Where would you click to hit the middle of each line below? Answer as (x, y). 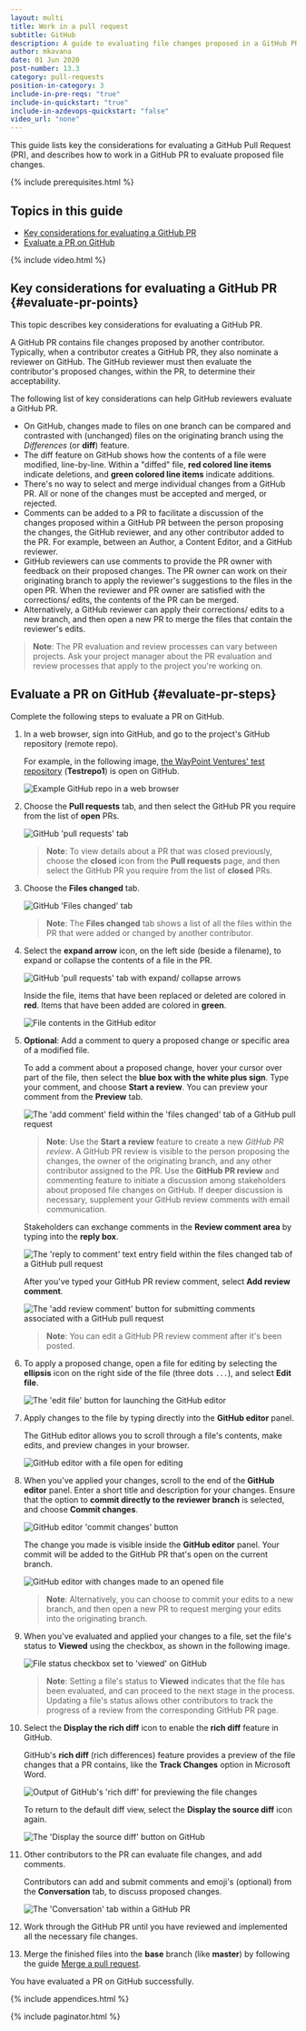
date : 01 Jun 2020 (45, 60)
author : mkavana (41, 52)
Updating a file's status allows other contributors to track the (159, 1700)
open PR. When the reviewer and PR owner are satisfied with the (144, 590)
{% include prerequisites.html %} (72, 182)
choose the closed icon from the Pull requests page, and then (163, 860)
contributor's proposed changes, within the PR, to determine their (133, 371)
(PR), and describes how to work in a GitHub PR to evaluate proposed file (147, 155)
